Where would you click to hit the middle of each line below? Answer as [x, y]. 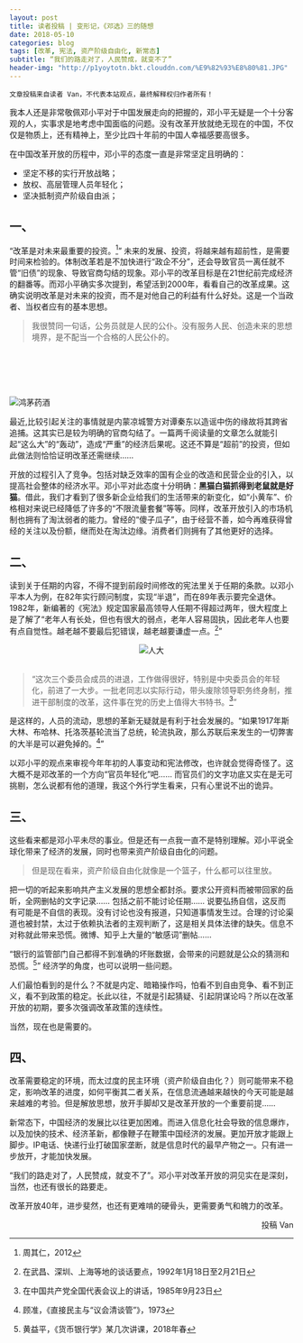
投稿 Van [277, 1225]
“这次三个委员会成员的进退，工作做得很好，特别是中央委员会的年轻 [156, 679]
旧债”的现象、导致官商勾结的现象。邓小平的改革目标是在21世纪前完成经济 [157, 273]
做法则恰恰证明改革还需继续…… [75, 455]
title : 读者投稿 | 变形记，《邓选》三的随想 [82, 26]
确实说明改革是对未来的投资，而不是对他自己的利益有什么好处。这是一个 [143, 296]
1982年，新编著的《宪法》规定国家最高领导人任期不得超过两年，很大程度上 [149, 608]
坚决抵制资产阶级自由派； [70, 196]
